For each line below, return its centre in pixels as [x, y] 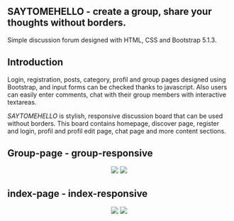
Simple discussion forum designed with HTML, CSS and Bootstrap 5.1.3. [112, 40]
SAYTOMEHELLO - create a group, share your [110, 12]
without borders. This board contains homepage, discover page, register [113, 123]
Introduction [35, 62]
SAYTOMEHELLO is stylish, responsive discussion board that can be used [115, 116]
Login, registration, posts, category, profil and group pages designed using [117, 79]
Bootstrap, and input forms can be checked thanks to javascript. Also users [117, 87]
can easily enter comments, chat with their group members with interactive [117, 95]
